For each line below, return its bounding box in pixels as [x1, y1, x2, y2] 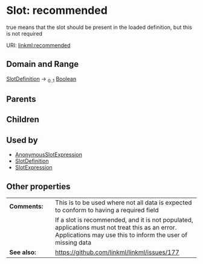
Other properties [6, 181, 71, 192]
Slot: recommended [6, 4, 108, 17]
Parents [6, 94, 36, 104]
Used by [6, 135, 38, 145]
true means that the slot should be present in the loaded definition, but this [6, 24, 192, 31]
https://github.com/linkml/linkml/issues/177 [55, 248, 179, 256]
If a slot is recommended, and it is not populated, [55, 215, 193, 224]
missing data [55, 238, 92, 247]
